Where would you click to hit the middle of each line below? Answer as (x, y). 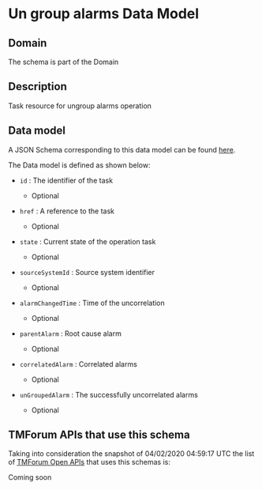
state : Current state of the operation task (88, 241)
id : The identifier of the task (66, 180)
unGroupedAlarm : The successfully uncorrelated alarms (109, 394)
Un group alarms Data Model (104, 14)
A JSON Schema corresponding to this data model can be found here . (122, 149)
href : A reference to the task (67, 211)
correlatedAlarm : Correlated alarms (79, 364)
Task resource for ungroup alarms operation (80, 106)
